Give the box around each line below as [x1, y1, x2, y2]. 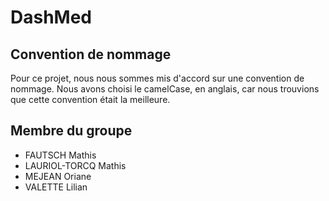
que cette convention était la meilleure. [10, 94, 171, 105]
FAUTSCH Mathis [24, 149, 97, 161]
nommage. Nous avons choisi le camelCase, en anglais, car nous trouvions [10, 83, 320, 95]
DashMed [10, 6, 93, 29]
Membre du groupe [10, 122, 133, 140]
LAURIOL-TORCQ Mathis [24, 159, 127, 171]
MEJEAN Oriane [24, 170, 92, 182]
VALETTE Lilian [24, 181, 88, 193]
